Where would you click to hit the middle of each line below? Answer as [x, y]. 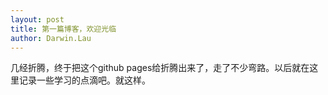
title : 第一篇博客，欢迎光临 [63, 29]
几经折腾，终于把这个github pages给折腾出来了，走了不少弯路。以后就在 [160, 68]
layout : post [37, 19]
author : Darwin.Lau [51, 38]
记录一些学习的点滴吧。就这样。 [84, 80]
